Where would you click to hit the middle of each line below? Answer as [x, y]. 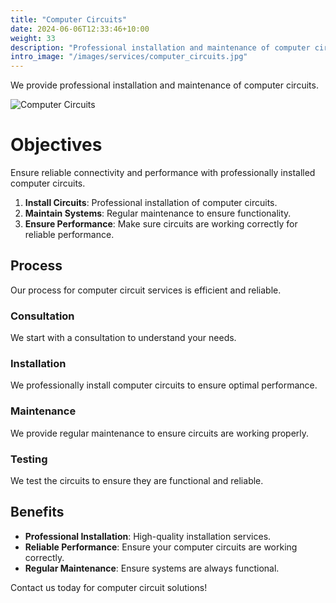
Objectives [56, 145]
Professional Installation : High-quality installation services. [148, 536]
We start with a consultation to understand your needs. [123, 338]
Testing [29, 459]
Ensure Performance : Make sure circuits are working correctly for [161, 224]
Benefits [37, 512]
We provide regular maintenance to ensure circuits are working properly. [160, 433]
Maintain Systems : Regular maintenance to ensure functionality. [158, 213]
